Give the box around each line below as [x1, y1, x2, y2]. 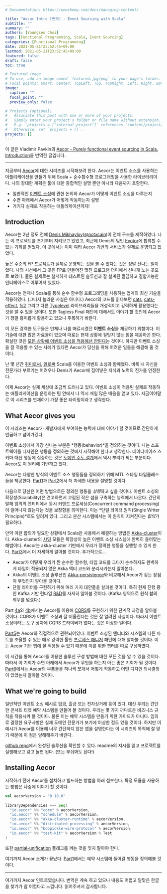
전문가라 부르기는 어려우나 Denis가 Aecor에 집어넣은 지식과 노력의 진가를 [5, 367, 148, 373]
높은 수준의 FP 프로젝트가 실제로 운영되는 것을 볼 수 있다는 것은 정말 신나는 [5, 261, 150, 267]
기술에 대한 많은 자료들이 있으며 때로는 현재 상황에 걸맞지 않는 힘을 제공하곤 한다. [5, 332, 162, 338]
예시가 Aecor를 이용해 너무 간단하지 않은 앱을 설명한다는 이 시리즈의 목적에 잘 [5, 726, 156, 732]
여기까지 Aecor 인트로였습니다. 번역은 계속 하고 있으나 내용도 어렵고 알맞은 [5, 877, 150, 883]
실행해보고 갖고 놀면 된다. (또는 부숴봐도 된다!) [5, 749, 94, 755]
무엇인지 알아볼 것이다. [17, 578, 62, 584]
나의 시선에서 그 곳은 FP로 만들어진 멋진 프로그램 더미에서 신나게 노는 [15, 267, 150, 273]
